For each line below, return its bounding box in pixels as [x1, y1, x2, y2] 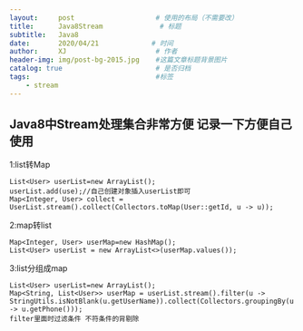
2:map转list [9, 219, 53, 231]
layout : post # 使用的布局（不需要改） [9, 13, 239, 23]
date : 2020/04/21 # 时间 [9, 38, 174, 48]
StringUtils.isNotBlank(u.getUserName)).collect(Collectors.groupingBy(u [9, 297, 295, 307]
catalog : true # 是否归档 [9, 64, 191, 73]
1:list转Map [9, 160, 51, 170]
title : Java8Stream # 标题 [9, 22, 181, 31]
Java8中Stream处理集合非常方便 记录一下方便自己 [9, 117, 292, 132]
